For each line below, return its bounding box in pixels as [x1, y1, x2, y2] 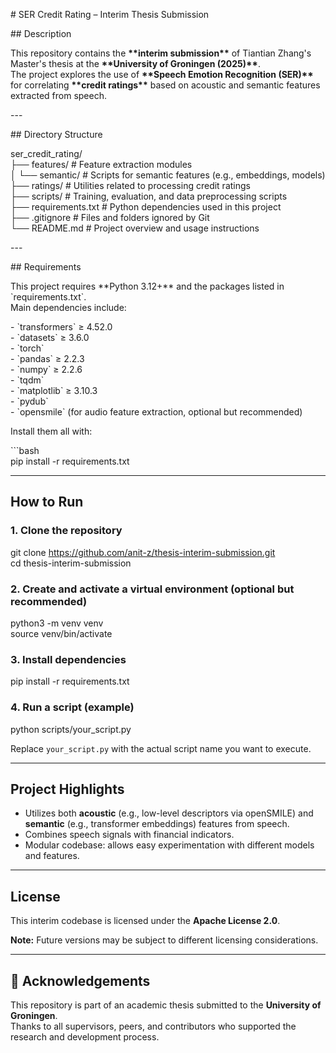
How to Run [10, 494, 84, 511]
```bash [10, 445, 40, 456]
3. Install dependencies [10, 652, 127, 666]
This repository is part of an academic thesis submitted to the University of [10, 999, 322, 1011]
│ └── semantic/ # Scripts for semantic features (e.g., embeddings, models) [10, 169, 326, 181]
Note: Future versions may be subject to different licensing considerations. [10, 934, 319, 946]
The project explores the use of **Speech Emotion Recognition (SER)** [10, 69, 314, 80]
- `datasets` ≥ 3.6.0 [10, 332, 90, 343]
